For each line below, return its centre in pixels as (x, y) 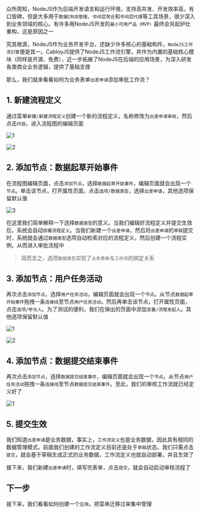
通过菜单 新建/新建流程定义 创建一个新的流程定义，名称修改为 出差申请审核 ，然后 (99, 115)
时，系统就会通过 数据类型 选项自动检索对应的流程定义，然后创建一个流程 (94, 238)
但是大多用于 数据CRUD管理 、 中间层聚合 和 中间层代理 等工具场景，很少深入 (111, 16)
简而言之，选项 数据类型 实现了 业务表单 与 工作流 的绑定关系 (88, 258)
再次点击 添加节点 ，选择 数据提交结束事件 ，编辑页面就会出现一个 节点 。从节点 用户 (100, 376)
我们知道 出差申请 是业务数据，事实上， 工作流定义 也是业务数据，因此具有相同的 (100, 440)
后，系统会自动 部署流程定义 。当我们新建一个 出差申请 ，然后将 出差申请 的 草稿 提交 (100, 230)
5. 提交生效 (26, 424)
